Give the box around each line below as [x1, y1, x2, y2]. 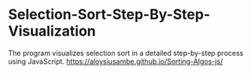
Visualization [8, 22, 96, 40]
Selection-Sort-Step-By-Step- [8, 6, 211, 24]
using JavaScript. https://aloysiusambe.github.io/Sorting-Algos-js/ [8, 57, 223, 66]
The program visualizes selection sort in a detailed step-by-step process [8, 48, 244, 57]
